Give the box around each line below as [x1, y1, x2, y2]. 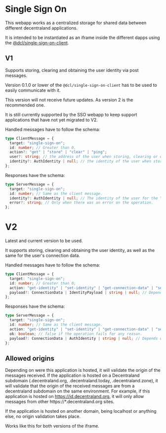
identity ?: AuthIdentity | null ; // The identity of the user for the [9, 196, 158, 201]
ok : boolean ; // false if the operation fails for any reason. [9, 331, 142, 336]
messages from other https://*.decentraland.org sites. [5, 398, 115, 405]
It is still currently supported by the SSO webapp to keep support [5, 111, 137, 117]
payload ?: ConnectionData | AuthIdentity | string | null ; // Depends [9, 336, 158, 341]
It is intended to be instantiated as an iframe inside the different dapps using [5, 35, 160, 40]
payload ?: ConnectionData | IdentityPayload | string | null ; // [9, 290, 147, 295]
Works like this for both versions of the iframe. [5, 423, 100, 429]
